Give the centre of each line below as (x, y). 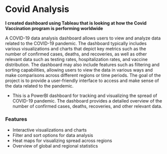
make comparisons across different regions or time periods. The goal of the (83, 75)
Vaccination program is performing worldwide (54, 28)
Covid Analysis (37, 9)
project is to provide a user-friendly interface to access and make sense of (82, 80)
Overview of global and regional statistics (55, 146)
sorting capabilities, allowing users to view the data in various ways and (79, 70)
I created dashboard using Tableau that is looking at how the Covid (76, 23)
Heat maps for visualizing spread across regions (62, 140)
